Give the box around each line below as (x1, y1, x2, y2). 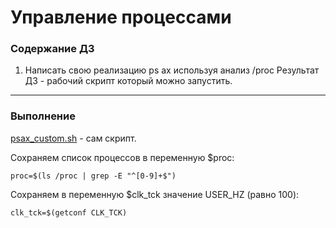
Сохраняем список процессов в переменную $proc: (10, 151, 235, 163)
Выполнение (10, 109, 76, 123)
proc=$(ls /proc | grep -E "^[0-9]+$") (10, 171, 177, 181)
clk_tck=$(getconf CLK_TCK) (10, 207, 128, 218)
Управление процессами (10, 6, 232, 29)
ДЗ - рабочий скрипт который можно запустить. (24, 75, 233, 87)
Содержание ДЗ (10, 42, 95, 56)
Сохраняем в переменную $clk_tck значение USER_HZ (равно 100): (10, 188, 300, 200)
